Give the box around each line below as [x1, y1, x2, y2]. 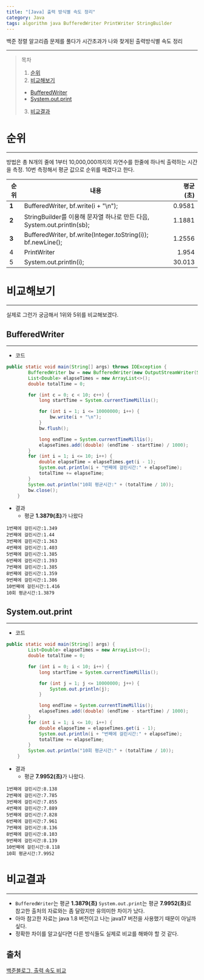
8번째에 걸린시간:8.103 [6, 831, 58, 837]
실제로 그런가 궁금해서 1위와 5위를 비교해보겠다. [6, 311, 119, 319]
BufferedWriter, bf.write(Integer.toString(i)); [24, 230, 149, 239]
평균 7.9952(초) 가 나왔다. [24, 773, 85, 780]
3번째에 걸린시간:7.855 [6, 799, 58, 805]
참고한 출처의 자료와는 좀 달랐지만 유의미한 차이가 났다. [15, 907, 145, 914]
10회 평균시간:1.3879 [6, 590, 55, 596]
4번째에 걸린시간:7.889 [6, 806, 58, 812]
